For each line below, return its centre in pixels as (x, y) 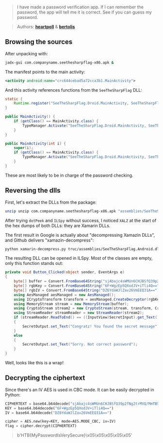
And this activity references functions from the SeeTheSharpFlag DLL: (73, 90)
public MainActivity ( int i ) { (36, 143)
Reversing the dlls (33, 190)
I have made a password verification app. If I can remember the (80, 7)
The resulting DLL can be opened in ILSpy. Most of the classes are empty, (79, 258)
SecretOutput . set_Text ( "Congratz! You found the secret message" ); (92, 326)
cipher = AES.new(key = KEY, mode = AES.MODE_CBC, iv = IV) (61, 422)
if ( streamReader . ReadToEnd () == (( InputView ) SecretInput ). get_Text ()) (88, 317)
